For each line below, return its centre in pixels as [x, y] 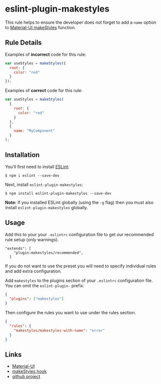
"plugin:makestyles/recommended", [48, 253]
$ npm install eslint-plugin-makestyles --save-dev [58, 193]
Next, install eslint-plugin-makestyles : [44, 184]
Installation [22, 155]
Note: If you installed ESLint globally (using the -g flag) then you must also [79, 202]
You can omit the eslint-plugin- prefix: [45, 285]
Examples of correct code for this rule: [44, 91]
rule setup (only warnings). [32, 239]
